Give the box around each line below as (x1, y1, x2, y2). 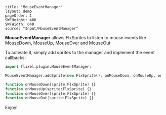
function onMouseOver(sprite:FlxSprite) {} (5, 91, 96, 96)
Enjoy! (5, 105, 18, 111)
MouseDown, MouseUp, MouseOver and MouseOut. (5, 40, 112, 46)
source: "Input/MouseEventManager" (5, 26, 79, 31)
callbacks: (5, 55, 26, 60)
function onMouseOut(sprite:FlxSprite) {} (5, 96, 94, 101)
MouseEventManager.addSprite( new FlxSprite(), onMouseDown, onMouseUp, (5, 73, 156, 78)
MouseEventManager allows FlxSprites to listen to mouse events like (5, 35, 147, 40)
